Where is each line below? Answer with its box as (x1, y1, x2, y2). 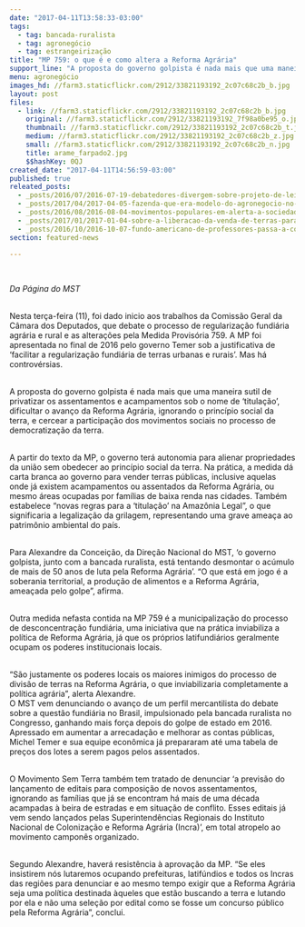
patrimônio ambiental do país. (9, 520, 121, 531)
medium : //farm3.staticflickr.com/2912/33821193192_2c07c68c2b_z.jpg (25, 132, 295, 141)
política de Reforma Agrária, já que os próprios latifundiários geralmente (9, 633, 280, 643)
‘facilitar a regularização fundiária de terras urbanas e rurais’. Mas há (9, 349, 268, 360)
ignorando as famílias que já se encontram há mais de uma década (9, 792, 261, 804)
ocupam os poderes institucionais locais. (9, 642, 162, 653)
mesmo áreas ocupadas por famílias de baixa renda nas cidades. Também (9, 491, 288, 502)
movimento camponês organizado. (9, 832, 140, 842)
